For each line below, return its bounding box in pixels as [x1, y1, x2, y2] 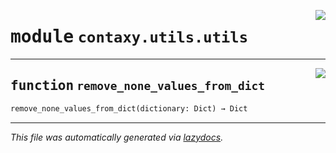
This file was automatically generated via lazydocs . [10, 131, 224, 143]
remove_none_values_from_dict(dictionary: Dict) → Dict [10, 103, 248, 114]
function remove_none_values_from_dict [10, 78, 265, 94]
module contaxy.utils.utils [10, 26, 249, 48]
